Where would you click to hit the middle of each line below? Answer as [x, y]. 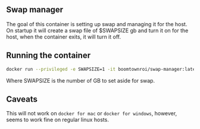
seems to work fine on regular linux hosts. [57, 120]
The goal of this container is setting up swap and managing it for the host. [97, 24]
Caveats [22, 99]
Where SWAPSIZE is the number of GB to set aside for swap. [81, 80]
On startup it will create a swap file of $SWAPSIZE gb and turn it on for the [97, 30]
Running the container [49, 56]
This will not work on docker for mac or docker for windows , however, [92, 114]
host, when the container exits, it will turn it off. [63, 37]
